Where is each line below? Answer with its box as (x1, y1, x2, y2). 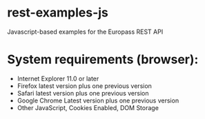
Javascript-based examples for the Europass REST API (7, 28, 164, 36)
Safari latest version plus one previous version (17, 89, 149, 97)
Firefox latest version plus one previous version (17, 81, 152, 90)
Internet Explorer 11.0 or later (17, 74, 99, 83)
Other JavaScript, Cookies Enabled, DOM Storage (17, 103, 159, 111)
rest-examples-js (7, 5, 109, 21)
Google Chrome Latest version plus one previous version (17, 96, 179, 105)
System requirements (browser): (7, 52, 199, 67)
